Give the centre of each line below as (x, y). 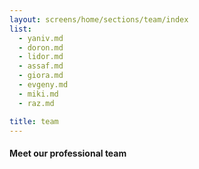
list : (20, 29)
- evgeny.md (43, 85)
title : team (34, 121)
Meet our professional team (68, 153)
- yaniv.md (41, 38)
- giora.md (41, 76)
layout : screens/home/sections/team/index (99, 19)
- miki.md (38, 94)
